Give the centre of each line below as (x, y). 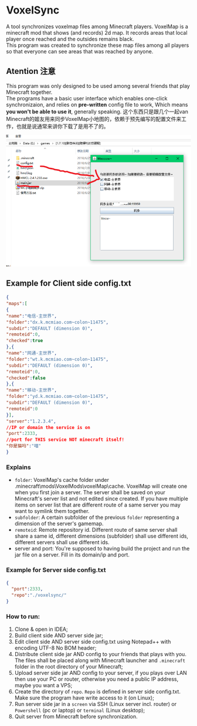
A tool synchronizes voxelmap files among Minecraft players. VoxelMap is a (97, 26)
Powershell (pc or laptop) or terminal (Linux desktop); (80, 710)
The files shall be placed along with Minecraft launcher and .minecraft (100, 660)
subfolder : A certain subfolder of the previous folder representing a (97, 518)
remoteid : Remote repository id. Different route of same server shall (96, 530)
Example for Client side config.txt (69, 283)
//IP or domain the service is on (48, 427)
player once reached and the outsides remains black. (70, 39)
